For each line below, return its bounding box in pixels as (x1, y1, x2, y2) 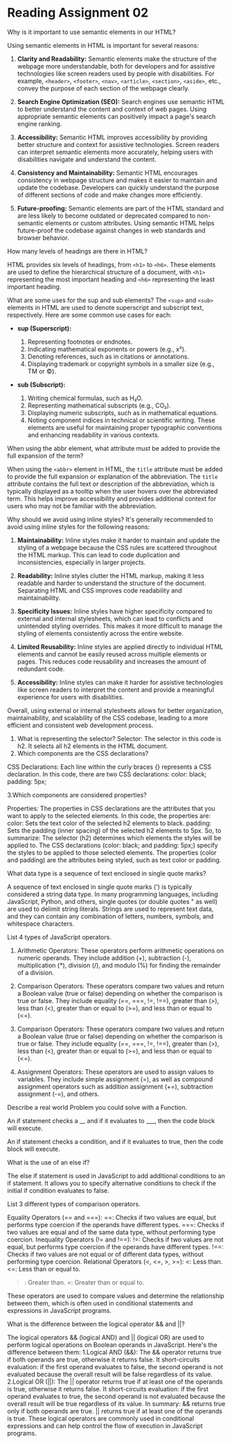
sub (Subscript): (17, 380, 66, 389)
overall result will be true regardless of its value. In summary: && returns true (7, 1399, 226, 1408)
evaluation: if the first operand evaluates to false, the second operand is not (7, 1362, 224, 1371)
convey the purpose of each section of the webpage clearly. (17, 84, 190, 92)
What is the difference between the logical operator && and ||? (7, 1319, 185, 1328)
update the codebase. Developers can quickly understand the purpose (17, 183, 220, 191)
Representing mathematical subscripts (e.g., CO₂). (27, 401, 171, 410)
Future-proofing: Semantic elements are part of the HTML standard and (17, 204, 224, 212)
